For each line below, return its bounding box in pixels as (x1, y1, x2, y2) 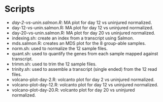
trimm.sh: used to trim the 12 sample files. (11, 61, 97, 67)
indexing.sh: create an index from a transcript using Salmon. (11, 35, 134, 41)
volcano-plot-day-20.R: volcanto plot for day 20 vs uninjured (11, 87, 135, 93)
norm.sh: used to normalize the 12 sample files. (11, 45, 108, 51)
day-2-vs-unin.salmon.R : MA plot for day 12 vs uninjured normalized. (11, 20, 152, 25)
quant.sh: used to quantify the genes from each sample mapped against (11, 50, 159, 57)
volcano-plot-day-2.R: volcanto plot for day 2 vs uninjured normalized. (11, 77, 155, 82)
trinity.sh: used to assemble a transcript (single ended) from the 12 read (11, 66, 157, 72)
